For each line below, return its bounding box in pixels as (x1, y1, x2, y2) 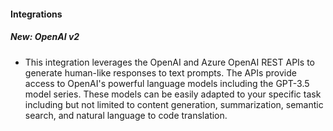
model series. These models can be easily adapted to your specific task (24, 88, 322, 100)
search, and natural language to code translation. (24, 109, 228, 121)
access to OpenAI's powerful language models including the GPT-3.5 (24, 77, 310, 89)
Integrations (10, 8, 63, 20)
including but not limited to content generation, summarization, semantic (24, 98, 324, 110)
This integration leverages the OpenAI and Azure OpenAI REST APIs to (24, 56, 316, 68)
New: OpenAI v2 (10, 31, 80, 43)
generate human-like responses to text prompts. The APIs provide (24, 66, 297, 79)
